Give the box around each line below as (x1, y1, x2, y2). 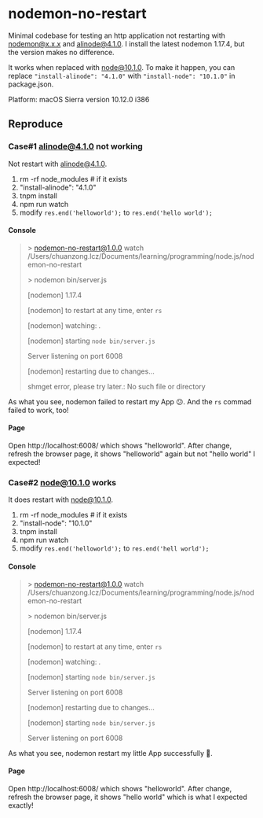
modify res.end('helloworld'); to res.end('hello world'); (19, 208, 214, 217)
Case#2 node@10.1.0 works (8, 477, 117, 488)
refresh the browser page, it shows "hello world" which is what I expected (8, 792, 247, 801)
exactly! (8, 800, 34, 810)
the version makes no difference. (8, 47, 115, 57)
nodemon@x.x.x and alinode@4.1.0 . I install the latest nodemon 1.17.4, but (8, 39, 245, 48)
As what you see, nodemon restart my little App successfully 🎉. (8, 748, 214, 757)
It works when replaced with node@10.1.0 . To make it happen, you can (8, 62, 236, 72)
